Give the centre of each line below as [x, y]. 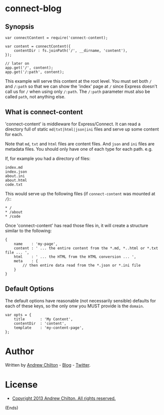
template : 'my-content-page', [49, 328]
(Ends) [12, 408]
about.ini [15, 176]
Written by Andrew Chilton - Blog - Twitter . [48, 365]
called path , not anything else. [35, 97]
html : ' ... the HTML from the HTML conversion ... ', [75, 257]
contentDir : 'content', [40, 323]
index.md [14, 167]
